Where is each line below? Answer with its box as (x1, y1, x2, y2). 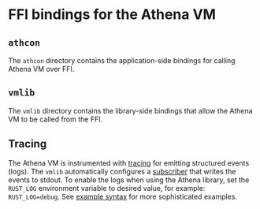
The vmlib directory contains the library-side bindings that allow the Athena (8, 106, 254, 115)
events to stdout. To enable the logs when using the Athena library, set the (8, 175, 250, 185)
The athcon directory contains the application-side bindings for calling (8, 56, 236, 65)
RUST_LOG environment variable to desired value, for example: (8, 183, 206, 192)
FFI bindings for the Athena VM (8, 6, 217, 24)
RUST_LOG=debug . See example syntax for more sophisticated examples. (8, 192, 238, 201)
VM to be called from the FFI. (8, 114, 103, 124)
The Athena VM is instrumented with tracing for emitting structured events (8, 158, 250, 167)
